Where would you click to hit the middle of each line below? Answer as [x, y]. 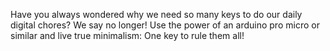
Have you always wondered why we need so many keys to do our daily [156, 14]
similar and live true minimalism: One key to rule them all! [127, 35]
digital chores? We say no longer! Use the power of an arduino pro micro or [165, 25]
